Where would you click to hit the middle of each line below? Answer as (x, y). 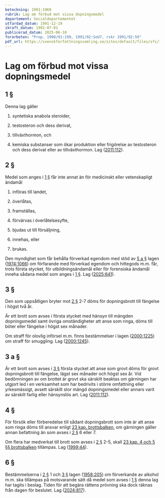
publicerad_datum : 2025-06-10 (36, 32)
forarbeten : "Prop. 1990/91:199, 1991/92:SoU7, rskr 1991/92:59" (73, 37)
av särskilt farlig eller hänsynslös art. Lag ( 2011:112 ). (57, 395)
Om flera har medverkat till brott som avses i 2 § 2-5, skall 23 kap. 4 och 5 (80, 442)
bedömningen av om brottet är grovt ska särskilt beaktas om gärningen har (81, 379)
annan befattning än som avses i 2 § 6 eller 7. (51, 432)
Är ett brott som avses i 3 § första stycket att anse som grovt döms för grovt (82, 369)
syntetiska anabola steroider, (41, 116)
